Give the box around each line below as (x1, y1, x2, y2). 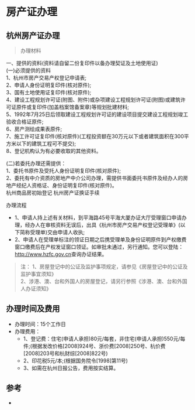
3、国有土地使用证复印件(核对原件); (6, 89, 92, 95)
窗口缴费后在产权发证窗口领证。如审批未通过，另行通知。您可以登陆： (14, 244, 184, 250)
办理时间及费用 (6, 304, 60, 314)
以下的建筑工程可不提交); (16, 140, 76, 147)
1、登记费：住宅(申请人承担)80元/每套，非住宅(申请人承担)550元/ (23, 335, 180, 342)
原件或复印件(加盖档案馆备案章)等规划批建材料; (16, 104, 130, 110)
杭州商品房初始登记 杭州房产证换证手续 (6, 189, 100, 196)
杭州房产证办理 (6, 30, 60, 40)
